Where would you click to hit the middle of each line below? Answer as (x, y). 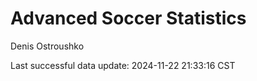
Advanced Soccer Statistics (128, 18)
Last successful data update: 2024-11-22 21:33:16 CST (123, 65)
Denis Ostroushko (47, 46)
